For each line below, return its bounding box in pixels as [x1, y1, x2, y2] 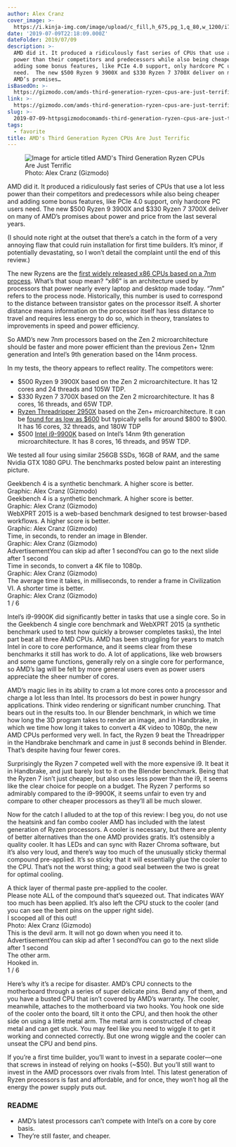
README [7, 1101, 39, 1110]
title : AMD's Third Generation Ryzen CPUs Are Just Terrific [7, 134, 190, 141]
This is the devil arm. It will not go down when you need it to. [7, 929, 183, 937]
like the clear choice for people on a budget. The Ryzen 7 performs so [7, 782, 211, 790]
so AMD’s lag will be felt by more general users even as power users [7, 665, 205, 674]
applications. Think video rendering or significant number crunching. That [7, 701, 221, 710]
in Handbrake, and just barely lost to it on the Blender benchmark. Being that [7, 767, 229, 776]
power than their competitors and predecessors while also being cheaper [7, 190, 220, 198]
